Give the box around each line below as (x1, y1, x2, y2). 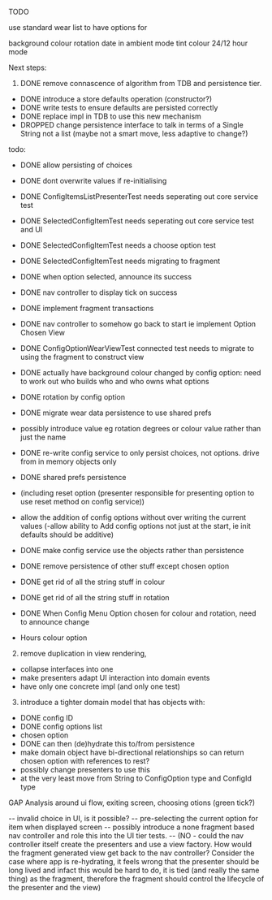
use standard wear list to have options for (8, 23, 148, 32)
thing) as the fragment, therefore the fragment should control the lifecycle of (8, 874, 265, 884)
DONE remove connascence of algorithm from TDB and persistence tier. (19, 79, 262, 88)
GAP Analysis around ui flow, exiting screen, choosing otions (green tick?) (8, 798, 256, 807)
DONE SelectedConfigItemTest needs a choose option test (19, 240, 217, 250)
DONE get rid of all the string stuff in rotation (19, 593, 170, 602)
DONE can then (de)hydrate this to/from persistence (19, 739, 195, 748)
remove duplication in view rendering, (19, 649, 147, 658)
